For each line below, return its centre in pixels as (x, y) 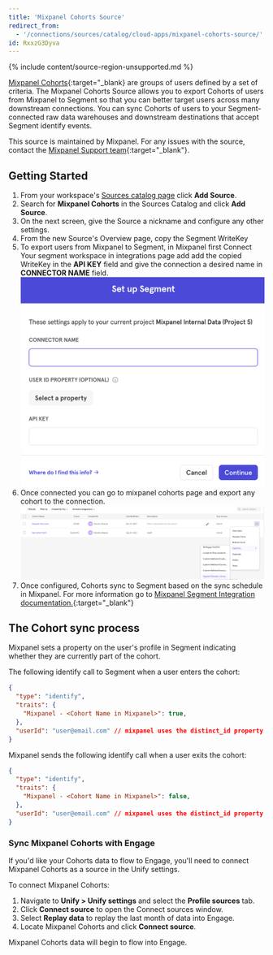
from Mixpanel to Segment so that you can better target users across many (134, 100)
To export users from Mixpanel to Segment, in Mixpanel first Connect (136, 247)
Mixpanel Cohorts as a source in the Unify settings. (94, 869)
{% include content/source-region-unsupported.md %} (101, 67)
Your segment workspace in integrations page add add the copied (131, 256)
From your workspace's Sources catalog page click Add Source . (128, 196)
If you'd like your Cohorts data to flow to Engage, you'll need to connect (129, 860)
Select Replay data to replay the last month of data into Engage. (127, 918)
